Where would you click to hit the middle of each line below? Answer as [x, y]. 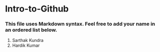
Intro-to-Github [37, 9]
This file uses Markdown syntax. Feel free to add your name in [80, 24]
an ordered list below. [31, 30]
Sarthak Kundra [28, 40]
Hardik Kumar [26, 45]
